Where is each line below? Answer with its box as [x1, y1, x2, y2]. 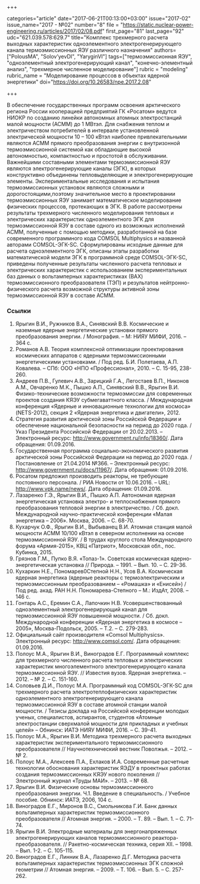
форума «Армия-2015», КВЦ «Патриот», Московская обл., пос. [15, 542, 176, 550]
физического [7, 286, 40, 293]
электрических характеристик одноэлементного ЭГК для [7, 216, 154, 223]
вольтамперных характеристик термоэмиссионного [15, 809, 149, 816]
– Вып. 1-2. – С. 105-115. [15, 847, 74, 854]
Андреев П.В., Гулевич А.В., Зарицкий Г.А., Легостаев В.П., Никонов [15, 377, 189, 385]
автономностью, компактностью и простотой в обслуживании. [7, 152, 168, 159]
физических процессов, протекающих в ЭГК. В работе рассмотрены [7, 203, 183, 210]
